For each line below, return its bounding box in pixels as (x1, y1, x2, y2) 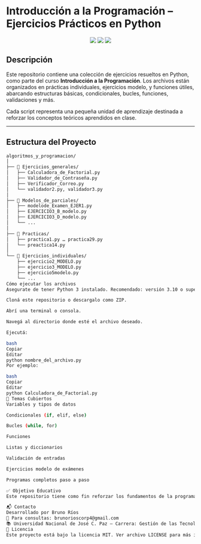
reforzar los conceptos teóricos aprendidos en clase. (6, 114, 136, 121)
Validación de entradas (6, 455, 66, 461)
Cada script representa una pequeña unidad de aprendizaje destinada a (6, 108, 184, 115)
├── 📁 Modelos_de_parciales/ (6, 197, 79, 203)
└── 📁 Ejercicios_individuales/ (6, 253, 87, 259)
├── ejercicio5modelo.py (17, 269, 79, 276)
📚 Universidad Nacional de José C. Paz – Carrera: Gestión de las (6, 521, 178, 527)
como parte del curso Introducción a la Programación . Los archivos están (6, 77, 190, 84)
